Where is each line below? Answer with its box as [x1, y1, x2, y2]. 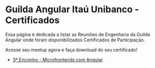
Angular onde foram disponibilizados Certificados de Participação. [5, 37, 145, 43]
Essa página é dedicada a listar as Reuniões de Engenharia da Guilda [5, 31, 150, 37]
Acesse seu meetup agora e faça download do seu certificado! [5, 47, 138, 53]
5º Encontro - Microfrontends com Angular [12, 56, 103, 62]
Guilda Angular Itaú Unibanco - [5, 4, 139, 15]
